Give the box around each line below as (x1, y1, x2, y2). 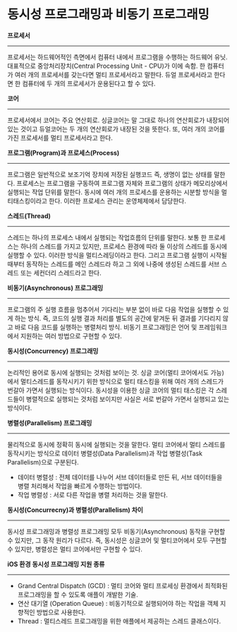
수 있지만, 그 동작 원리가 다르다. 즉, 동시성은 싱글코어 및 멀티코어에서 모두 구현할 (7, 536, 227, 544)
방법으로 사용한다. (36, 608, 86, 616)
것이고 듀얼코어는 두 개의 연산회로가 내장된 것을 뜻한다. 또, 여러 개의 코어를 (20, 124, 226, 133)
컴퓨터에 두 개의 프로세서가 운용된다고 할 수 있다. (22, 79, 156, 88)
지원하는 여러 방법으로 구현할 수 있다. (20, 331, 122, 340)
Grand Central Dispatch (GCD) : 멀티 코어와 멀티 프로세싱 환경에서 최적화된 (17, 581, 228, 590)
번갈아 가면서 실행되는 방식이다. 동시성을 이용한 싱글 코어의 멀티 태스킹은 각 (7, 386, 214, 394)
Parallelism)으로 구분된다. (7, 458, 79, 466)
